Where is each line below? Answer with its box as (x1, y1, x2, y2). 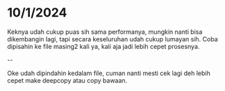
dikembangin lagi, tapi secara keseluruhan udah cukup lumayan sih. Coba (7, 34, 219, 43)
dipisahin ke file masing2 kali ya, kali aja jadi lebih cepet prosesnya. (7, 42, 200, 50)
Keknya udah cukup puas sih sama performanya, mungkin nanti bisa (7, 28, 203, 36)
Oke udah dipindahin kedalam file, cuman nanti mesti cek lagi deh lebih (7, 69, 210, 77)
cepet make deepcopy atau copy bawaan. (7, 76, 128, 84)
